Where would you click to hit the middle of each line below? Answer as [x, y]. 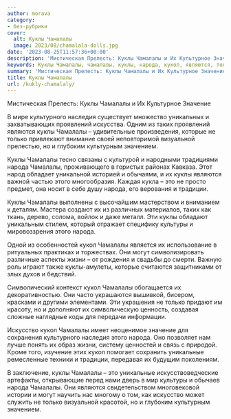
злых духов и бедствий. [42, 274]
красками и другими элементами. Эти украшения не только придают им [115, 302]
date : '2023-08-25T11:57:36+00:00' [58, 52]
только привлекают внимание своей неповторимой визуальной [101, 139]
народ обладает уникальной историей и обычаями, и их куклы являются [114, 174]
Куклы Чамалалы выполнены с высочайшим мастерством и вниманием [113, 202]
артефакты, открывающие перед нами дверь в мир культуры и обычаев [113, 380]
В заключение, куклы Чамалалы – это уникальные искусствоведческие [113, 373]
